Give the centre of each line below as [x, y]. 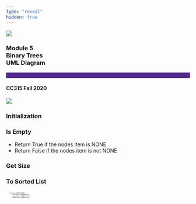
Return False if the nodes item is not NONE [66, 151]
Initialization [24, 116]
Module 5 [20, 49]
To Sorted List [26, 182]
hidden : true [22, 17]
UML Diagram [26, 63]
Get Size [18, 166]
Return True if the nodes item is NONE [60, 144]
